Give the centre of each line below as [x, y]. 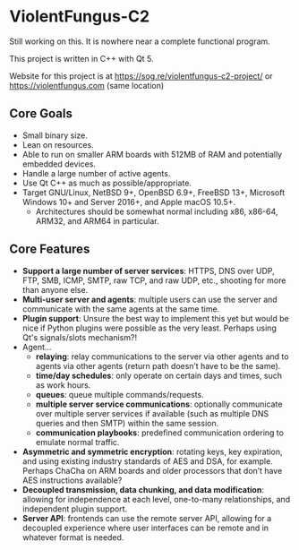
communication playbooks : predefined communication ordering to [160, 433]
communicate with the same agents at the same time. [121, 309]
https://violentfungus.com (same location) [87, 85]
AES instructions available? [72, 480]
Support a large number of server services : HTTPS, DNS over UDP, [148, 271]
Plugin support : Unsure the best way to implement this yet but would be [155, 318]
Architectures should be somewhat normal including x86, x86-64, [157, 211]
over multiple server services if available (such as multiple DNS [152, 413]
